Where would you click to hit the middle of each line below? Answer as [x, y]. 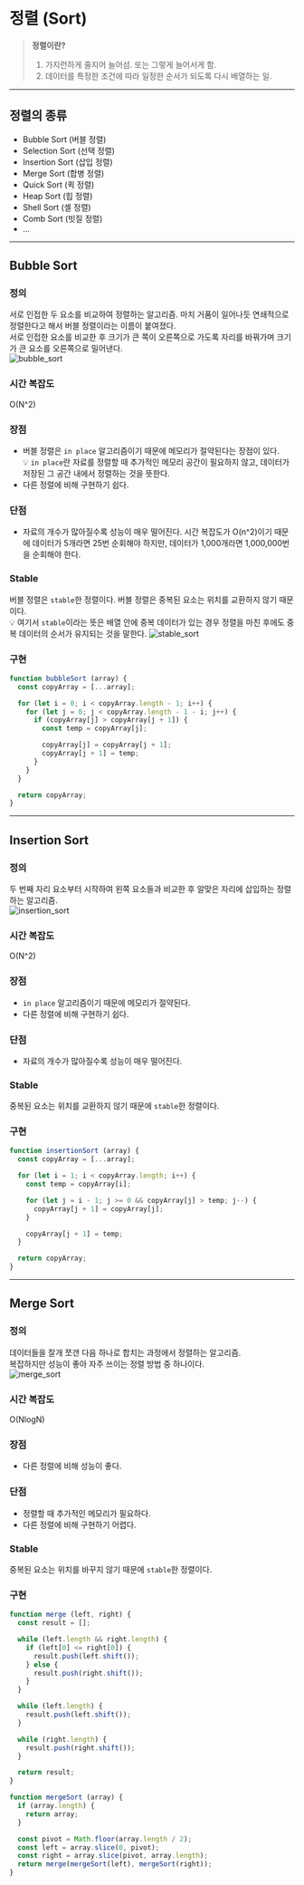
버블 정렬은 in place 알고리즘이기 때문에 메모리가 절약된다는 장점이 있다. [151, 451]
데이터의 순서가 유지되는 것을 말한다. [83, 633]
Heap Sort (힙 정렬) [57, 196]
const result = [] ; [54, 1623]
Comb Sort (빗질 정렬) [62, 218]
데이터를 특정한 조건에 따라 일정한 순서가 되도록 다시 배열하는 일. [158, 76]
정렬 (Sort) [48, 19]
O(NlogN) [27, 1419]
